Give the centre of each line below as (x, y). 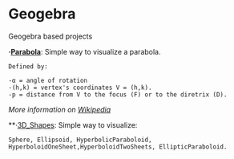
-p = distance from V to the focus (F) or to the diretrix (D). (118, 94)
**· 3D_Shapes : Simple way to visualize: (73, 124)
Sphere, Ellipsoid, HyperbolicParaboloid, (80, 140)
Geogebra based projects (50, 36)
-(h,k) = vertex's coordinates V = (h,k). (80, 88)
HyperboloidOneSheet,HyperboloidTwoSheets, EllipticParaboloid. (118, 147)
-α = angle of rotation (48, 80)
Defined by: (28, 66)
